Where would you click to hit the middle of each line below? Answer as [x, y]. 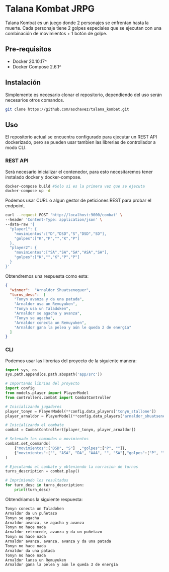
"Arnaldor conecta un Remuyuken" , [50, 322]
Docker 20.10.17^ [30, 61]
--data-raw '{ [20, 224]
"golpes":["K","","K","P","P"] [47, 257]
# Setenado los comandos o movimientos [47, 439]
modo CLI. [16, 148]
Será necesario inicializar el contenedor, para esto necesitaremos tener [79, 172]
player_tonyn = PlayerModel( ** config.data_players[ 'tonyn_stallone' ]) [81, 411]
